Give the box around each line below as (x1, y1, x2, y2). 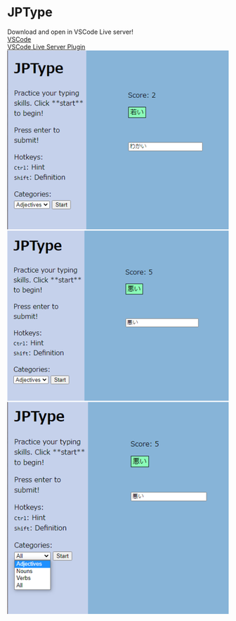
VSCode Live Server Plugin (7, 42, 86, 51)
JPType (7, 4, 53, 20)
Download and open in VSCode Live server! (7, 27, 133, 36)
